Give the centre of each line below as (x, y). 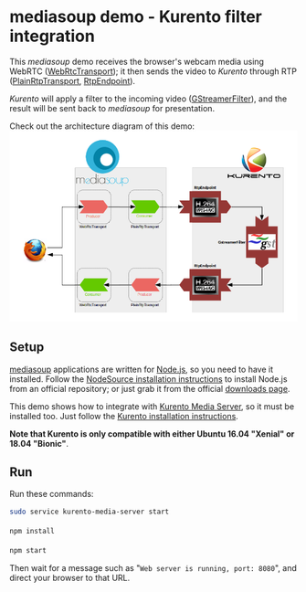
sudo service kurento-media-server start (90, 512)
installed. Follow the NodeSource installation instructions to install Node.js (148, 379)
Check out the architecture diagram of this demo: (102, 126)
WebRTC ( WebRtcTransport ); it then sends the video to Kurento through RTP (153, 71)
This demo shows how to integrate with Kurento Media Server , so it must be (152, 406)
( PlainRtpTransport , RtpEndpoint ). (72, 80)
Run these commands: (52, 494)
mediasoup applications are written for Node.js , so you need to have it (142, 369)
